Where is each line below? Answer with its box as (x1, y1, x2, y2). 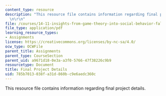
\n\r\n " (9, 16, 26, 21)
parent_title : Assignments (5, 48, 61, 53)
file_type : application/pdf (5, 26, 63, 31)
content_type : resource (5, 7, 54, 12)
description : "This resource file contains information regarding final (5, 12, 158, 17)
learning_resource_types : (5, 30, 58, 35)
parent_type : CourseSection (5, 53, 63, 58)
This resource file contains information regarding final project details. (5, 85, 146, 91)
